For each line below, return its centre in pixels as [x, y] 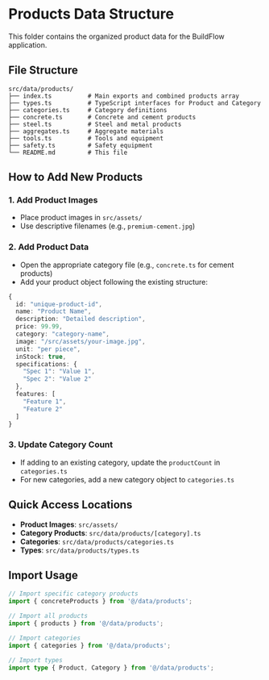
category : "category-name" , [63, 334]
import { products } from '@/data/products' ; [86, 624]
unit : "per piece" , [48, 349]
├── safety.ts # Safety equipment [81, 145]
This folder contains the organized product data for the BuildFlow [117, 36]
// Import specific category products [73, 594]
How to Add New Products [76, 177]
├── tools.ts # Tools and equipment [86, 138]
